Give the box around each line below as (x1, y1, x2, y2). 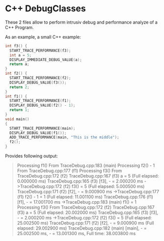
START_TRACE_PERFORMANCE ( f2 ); (9, 76, 71, 81)
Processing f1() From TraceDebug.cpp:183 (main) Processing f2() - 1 (17, 163, 155, 169)
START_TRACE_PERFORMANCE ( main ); (9, 126, 76, 131)
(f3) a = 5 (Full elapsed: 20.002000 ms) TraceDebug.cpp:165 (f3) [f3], (17, 210, 159, 215)
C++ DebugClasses (5, 3, 86, 14)
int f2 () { (5, 71, 27, 76)
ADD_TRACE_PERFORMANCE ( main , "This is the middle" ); (9, 135, 119, 140)
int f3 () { (5, 43, 27, 48)
